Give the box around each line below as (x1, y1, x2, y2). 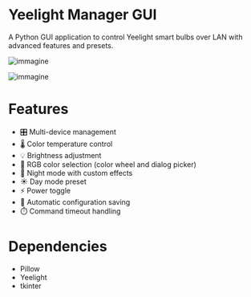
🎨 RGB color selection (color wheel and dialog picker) (19, 159, 196, 169)
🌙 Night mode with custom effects (19, 168, 133, 177)
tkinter (19, 281, 42, 291)
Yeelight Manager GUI (8, 6, 157, 24)
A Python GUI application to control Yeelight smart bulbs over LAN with (8, 32, 243, 42)
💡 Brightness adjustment (19, 150, 102, 160)
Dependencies (8, 238, 107, 256)
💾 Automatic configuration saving (19, 197, 131, 206)
